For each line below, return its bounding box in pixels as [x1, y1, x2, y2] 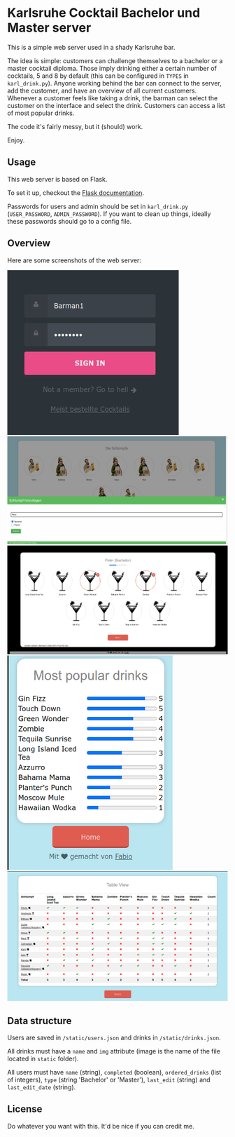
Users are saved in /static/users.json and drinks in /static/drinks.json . [7, 1033, 222, 1042]
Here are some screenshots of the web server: [7, 256, 142, 264]
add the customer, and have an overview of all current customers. [7, 86, 197, 95]
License [7, 1103, 43, 1115]
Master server [7, 20, 92, 36]
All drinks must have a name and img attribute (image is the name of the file [7, 1047, 220, 1056]
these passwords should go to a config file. [7, 217, 132, 225]
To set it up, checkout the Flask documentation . [7, 188, 145, 197]
